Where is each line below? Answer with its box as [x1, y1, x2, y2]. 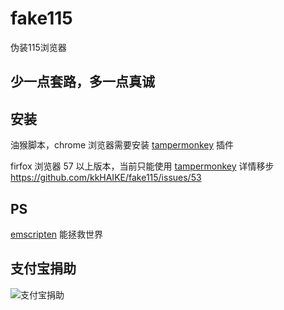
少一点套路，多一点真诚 [10, 73, 155, 91]
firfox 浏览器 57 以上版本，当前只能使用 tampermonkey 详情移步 [10, 160, 275, 172]
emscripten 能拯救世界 [10, 228, 103, 240]
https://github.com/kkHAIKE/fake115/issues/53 [10, 172, 202, 184]
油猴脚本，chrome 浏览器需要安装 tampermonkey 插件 [10, 139, 235, 151]
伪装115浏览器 [10, 41, 67, 53]
